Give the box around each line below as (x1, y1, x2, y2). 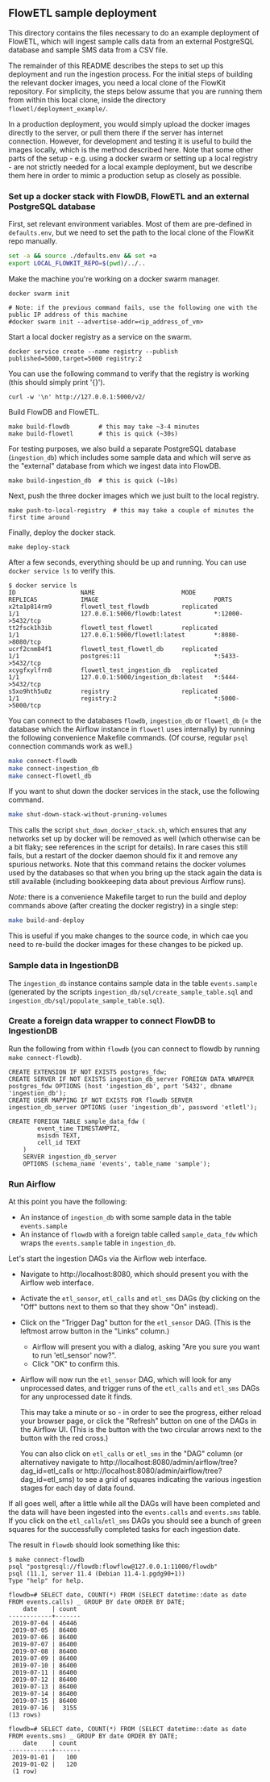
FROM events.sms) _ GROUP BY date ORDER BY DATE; (8, 1732, 179, 1741)
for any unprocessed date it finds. (19, 1392, 133, 1402)
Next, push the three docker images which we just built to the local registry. (8, 490, 260, 500)
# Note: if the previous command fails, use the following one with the (8, 303, 258, 311)
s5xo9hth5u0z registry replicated (8, 687, 218, 695)
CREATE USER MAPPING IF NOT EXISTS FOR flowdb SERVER (8, 1096, 193, 1104)
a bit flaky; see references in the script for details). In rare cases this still (8, 842, 248, 852)
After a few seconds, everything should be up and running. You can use (8, 557, 247, 567)
